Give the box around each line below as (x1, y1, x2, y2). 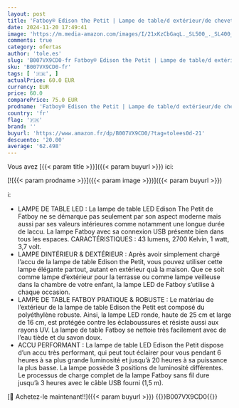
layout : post (7, 10, 46, 18)
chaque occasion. (17, 288, 70, 296)
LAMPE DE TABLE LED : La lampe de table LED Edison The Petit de (17, 204, 213, 214)
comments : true (7, 37, 53, 44)
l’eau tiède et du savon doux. (17, 333, 102, 342)
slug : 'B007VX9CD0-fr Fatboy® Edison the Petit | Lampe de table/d (7, 57, 212, 64)
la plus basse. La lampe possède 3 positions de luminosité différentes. (17, 364, 224, 372)
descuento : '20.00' (7, 136, 65, 143)
